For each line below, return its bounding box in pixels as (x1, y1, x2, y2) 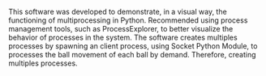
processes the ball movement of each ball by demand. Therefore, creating (8, 50, 257, 59)
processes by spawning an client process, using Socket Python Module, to (8, 41, 258, 51)
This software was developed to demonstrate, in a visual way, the (8, 7, 227, 16)
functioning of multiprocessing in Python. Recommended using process (8, 15, 248, 25)
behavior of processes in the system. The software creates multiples (8, 32, 238, 42)
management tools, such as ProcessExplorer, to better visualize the (8, 24, 234, 33)
